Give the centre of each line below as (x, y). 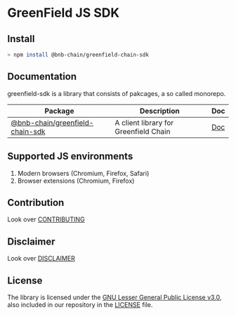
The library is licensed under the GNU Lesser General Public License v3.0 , (114, 297)
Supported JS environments (70, 157)
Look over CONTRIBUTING (46, 219)
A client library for (144, 123)
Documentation (42, 77)
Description (160, 111)
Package (59, 111)
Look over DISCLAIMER (41, 259)
